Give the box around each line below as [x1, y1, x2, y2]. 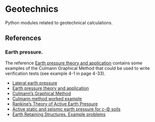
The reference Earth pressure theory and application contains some [5, 60, 143, 66]
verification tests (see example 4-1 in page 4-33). [5, 70, 106, 76]
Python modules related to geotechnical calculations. [5, 20, 113, 26]
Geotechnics [5, 3, 59, 15]
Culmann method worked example [12, 95, 82, 101]
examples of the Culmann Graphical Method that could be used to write [5, 65, 150, 71]
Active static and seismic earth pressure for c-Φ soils [12, 106, 121, 112]
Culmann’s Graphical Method [12, 90, 71, 96]
